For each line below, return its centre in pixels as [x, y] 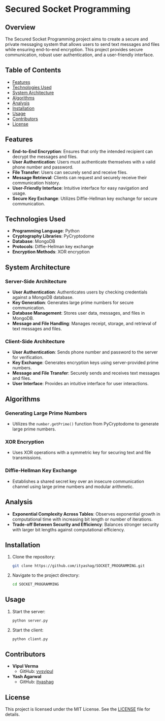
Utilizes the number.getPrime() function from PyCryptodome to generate [85, 424]
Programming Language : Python [46, 231]
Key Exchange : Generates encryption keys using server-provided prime [85, 362]
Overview [20, 27]
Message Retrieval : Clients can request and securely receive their [80, 177]
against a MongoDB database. [43, 297]
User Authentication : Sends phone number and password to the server [85, 352]
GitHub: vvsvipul [36, 671]
